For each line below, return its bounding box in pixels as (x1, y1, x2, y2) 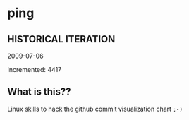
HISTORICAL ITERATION (7, 33, 116, 45)
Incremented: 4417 (7, 66, 62, 73)
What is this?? (7, 86, 71, 98)
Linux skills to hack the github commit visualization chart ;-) (7, 104, 183, 113)
